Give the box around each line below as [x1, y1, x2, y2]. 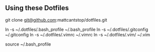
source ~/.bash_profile [5, 41, 51, 47]
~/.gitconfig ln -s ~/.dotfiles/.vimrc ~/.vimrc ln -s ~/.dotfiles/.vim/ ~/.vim [5, 31, 151, 37]
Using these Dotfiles [5, 4, 69, 12]
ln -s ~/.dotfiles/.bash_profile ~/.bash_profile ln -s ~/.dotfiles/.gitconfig [5, 26, 149, 32]
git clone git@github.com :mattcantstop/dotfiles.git [5, 17, 108, 23]
